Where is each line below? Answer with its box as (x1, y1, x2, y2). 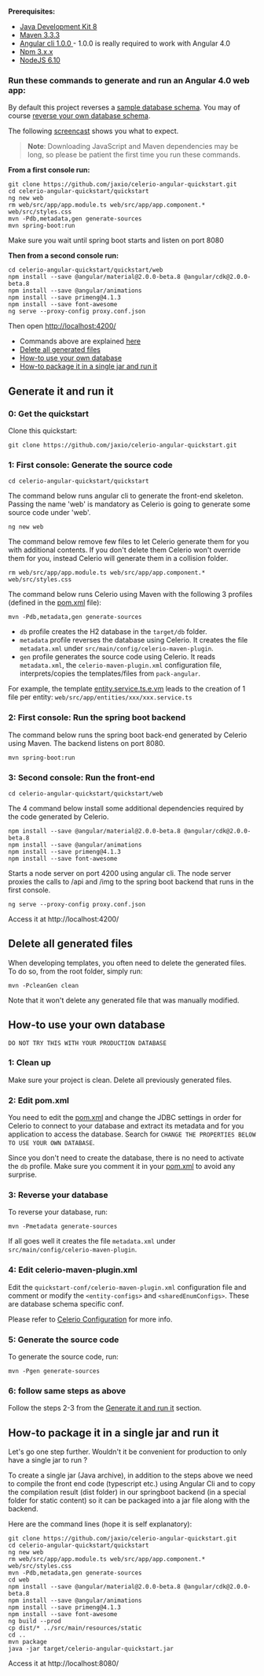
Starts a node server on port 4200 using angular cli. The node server (8, 868, 232, 877)
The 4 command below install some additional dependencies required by (8, 803, 244, 813)
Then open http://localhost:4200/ (8, 321, 116, 331)
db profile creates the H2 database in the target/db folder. (19, 627, 207, 636)
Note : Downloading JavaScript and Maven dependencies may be (27, 142, 239, 151)
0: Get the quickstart (8, 408, 89, 419)
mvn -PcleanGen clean (8, 981, 79, 989)
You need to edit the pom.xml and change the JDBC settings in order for (8, 1113, 242, 1122)
